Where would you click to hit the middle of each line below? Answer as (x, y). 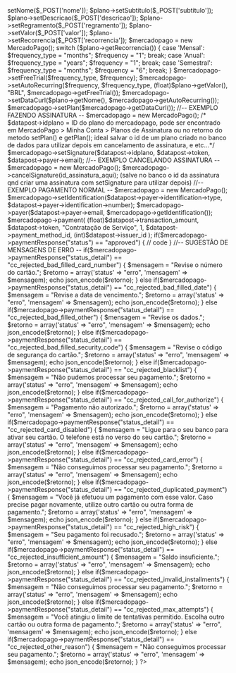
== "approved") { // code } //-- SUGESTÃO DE (162, 242)
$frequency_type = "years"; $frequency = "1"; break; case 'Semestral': (110, 63)
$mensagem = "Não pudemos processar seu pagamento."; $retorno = (109, 377)
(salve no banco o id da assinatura (169, 175)
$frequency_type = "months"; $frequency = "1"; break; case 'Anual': (106, 55)
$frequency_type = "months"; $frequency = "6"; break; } (90, 70)
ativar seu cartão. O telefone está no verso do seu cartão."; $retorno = (110, 437)
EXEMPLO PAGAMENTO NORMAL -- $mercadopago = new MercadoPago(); (117, 190)
